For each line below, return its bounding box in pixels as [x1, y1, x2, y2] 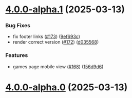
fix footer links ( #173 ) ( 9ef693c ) [12, 33, 81, 40]
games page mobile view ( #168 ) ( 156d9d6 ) [12, 63, 104, 70]
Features [5, 52, 28, 59]
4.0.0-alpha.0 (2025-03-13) [5, 81, 128, 93]
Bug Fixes [5, 22, 31, 29]
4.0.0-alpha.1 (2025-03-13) [5, 4, 125, 15]
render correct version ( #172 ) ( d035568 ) [12, 39, 99, 45]
